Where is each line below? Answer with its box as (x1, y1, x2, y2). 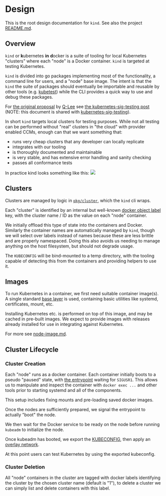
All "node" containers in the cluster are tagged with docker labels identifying (5, 475, 161, 481)
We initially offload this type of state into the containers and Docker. (5, 222, 143, 228)
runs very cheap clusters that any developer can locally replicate (12, 138, 144, 144)
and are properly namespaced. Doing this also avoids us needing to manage (5, 238, 161, 244)
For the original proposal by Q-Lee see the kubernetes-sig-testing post (5, 103, 150, 110)
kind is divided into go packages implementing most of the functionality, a (5, 73, 156, 79)
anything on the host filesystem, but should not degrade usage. (5, 243, 134, 249)
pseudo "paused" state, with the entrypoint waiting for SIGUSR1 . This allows (5, 377, 158, 383)
